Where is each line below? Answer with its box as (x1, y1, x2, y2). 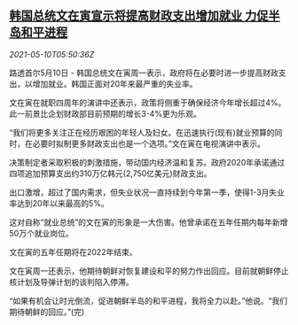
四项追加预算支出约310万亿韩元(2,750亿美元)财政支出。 (9, 167, 212, 179)
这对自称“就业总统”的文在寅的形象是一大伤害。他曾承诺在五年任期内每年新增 (9, 216, 288, 228)
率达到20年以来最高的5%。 (9, 197, 109, 208)
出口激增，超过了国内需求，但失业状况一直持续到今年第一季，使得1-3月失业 (9, 187, 286, 197)
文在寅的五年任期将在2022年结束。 (9, 246, 137, 257)
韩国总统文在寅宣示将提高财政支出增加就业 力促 (9, 8, 269, 24)
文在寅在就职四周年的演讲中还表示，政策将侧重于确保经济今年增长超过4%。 (9, 97, 286, 108)
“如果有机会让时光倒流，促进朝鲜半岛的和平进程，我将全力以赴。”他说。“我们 (9, 295, 288, 306)
